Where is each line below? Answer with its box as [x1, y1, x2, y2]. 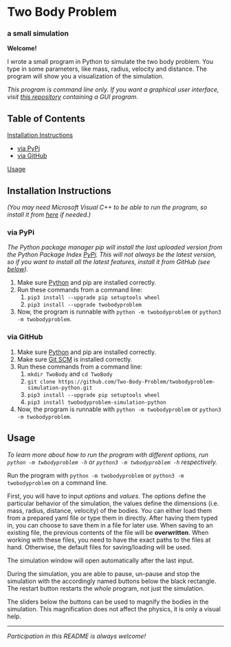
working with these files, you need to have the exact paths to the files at [7, 536, 211, 544]
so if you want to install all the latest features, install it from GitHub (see [7, 258, 210, 266]
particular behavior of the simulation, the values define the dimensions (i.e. [7, 499, 219, 507]
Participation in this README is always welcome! [7, 632, 146, 640]
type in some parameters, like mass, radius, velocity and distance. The [7, 65, 208, 73]
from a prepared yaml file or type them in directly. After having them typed [7, 514, 218, 522]
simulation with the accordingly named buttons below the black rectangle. [7, 577, 217, 585]
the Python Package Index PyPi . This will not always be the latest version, [7, 250, 217, 259]
